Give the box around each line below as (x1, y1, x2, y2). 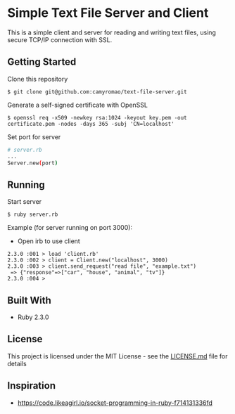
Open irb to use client (17, 237, 81, 245)
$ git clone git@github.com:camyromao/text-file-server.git (7, 88, 188, 96)
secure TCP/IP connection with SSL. (7, 35, 113, 44)
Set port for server (7, 132, 61, 141)
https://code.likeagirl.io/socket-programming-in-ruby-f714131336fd (17, 399, 213, 407)
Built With (7, 294, 51, 306)
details (7, 359, 27, 368)
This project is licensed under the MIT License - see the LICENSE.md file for (7, 351, 228, 360)
